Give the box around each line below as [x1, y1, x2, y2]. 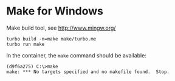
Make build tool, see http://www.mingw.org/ [6, 24, 116, 31]
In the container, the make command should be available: [6, 51, 147, 59]
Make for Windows [6, 4, 104, 18]
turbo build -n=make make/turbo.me [6, 36, 97, 42]
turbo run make [6, 41, 45, 47]
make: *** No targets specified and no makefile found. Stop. [6, 68, 170, 75]
